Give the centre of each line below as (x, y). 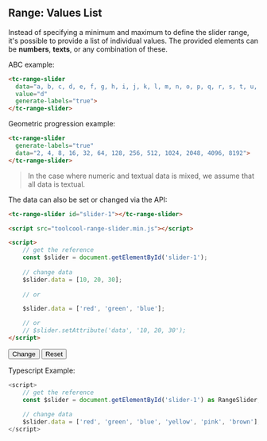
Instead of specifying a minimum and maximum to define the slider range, (129, 32)
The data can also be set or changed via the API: (88, 199)
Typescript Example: (42, 370)
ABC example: (31, 64)
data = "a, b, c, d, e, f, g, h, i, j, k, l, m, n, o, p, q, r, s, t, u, (137, 87)
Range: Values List (55, 13)
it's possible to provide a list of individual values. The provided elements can (133, 41)
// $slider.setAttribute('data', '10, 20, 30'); (104, 331)
